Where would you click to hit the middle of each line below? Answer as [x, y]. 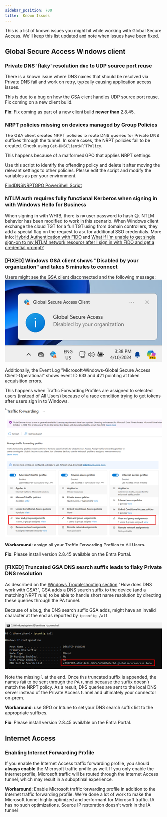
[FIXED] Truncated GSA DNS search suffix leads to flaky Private [83, 567]
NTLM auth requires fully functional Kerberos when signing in [81, 198]
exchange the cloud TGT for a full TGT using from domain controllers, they [81, 226]
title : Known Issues [28, 16]
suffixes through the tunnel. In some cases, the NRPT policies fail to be [78, 141]
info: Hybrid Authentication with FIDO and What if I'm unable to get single [80, 237]
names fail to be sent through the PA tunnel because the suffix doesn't [77, 682]
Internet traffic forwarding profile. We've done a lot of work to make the [78, 794]
